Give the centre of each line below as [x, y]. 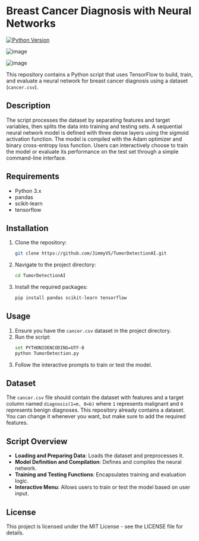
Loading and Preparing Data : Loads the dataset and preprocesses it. [99, 456]
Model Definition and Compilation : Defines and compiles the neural [98, 462]
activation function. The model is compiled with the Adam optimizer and [94, 139]
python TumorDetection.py [47, 353]
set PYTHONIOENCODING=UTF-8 [49, 348]
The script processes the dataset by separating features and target [88, 120]
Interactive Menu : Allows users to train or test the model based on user [102, 487]
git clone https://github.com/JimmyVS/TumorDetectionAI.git [91, 253]
